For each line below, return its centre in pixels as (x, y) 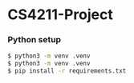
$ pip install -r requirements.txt (67, 71)
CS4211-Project (60, 15)
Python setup (35, 40)
